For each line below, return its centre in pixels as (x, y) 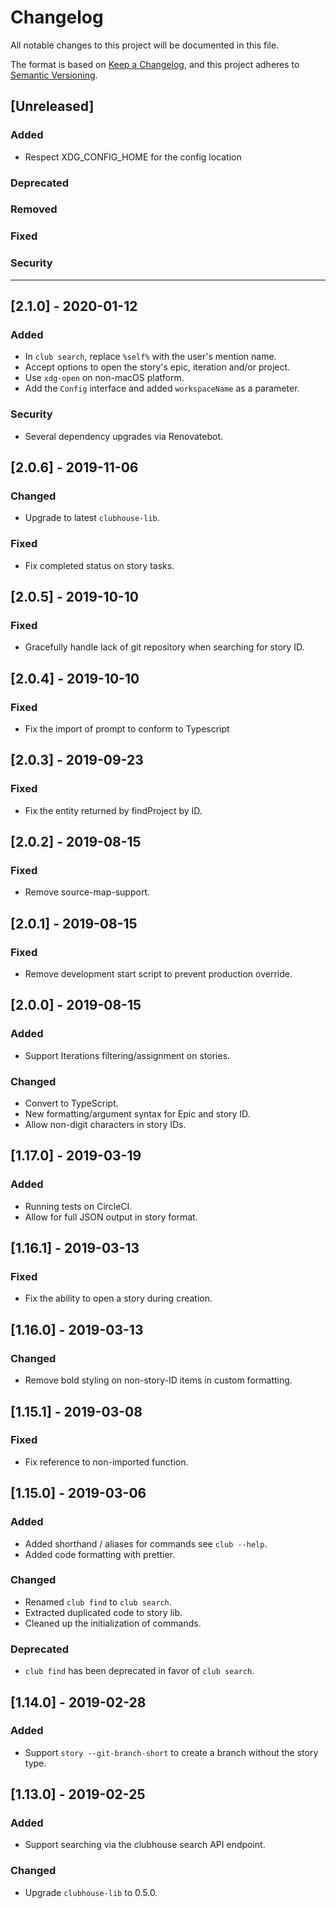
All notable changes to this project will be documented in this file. (145, 45)
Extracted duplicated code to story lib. (103, 1612)
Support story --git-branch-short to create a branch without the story (171, 1752)
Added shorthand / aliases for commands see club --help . (146, 1543)
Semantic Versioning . (54, 75)
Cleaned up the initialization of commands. (113, 1623)
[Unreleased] (52, 106)
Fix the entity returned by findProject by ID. (113, 810)
